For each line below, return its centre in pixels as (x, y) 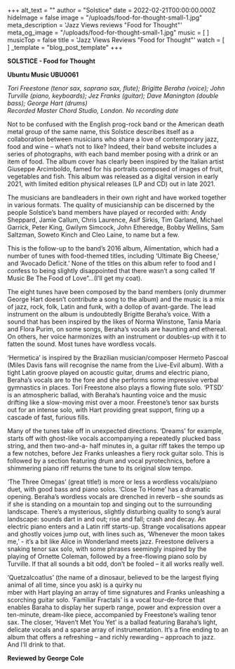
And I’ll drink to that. (36, 644)
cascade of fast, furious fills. (48, 417)
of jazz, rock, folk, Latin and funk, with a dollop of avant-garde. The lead (112, 307)
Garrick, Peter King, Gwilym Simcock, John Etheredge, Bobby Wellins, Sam (116, 227)
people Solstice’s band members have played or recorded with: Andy (107, 212)
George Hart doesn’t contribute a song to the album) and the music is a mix (116, 299)
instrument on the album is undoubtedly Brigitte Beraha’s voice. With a (109, 314)
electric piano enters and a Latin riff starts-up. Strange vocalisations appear (117, 526)
